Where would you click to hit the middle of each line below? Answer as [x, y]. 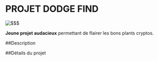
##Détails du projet [26, 53]
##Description [21, 43]
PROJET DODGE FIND [52, 9]
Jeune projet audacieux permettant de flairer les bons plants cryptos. [80, 33]
